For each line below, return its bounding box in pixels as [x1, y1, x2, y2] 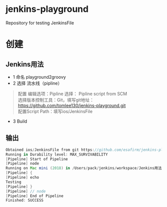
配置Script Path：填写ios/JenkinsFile [17, 108, 93, 114]
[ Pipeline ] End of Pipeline [5, 193, 64, 199]
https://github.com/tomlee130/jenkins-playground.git [17, 103, 126, 108]
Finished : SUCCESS [5, 198, 44, 203]
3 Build [12, 118, 28, 124]
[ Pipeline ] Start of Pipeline [5, 156, 68, 161]
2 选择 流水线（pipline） [12, 80, 62, 86]
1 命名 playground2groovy [12, 74, 66, 80]
